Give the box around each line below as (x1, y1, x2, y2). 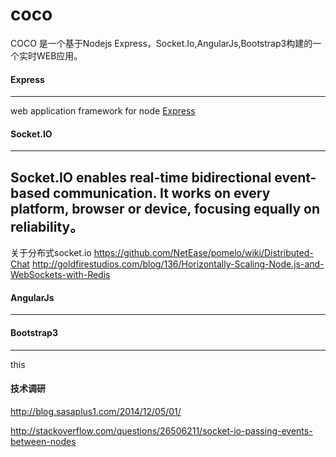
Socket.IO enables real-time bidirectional (10, 169, 272, 186)
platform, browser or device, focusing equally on (10, 200, 321, 217)
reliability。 (10, 218, 84, 235)
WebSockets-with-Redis (10, 269, 111, 281)
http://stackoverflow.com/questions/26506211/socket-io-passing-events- (10, 424, 313, 437)
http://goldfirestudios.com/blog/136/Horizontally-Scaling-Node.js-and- (31, 258, 325, 270)
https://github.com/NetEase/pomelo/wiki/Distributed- (93, 247, 314, 259)
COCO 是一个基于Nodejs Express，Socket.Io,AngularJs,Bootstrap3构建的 (10, 37, 313, 49)
